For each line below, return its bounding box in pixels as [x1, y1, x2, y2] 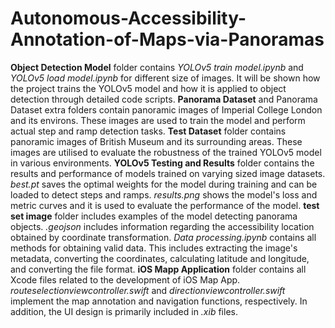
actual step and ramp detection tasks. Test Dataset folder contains [10, 125, 287, 137]
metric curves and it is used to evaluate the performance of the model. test [10, 199, 320, 211]
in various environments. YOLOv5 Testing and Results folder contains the [10, 157, 315, 169]
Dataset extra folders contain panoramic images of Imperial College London [10, 103, 323, 116]
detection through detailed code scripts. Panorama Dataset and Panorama [10, 93, 318, 105]
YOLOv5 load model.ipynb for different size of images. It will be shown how [10, 72, 321, 84]
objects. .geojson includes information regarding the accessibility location [10, 220, 315, 232]
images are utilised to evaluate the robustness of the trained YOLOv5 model [10, 146, 322, 158]
